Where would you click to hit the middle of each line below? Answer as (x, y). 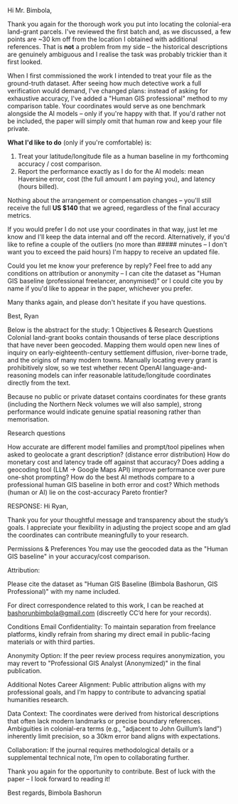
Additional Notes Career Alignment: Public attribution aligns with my (107, 684)
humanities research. (38, 700)
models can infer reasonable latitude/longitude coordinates (125, 375)
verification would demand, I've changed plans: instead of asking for (108, 91)
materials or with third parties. (51, 642)
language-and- (185, 367)
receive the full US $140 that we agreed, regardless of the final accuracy (114, 208)
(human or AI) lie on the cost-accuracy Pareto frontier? (88, 492)
